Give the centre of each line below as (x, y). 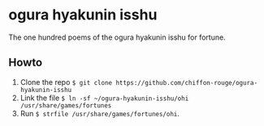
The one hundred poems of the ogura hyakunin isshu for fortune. (117, 37)
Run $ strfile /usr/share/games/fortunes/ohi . (100, 113)
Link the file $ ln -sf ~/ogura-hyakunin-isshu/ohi (104, 98)
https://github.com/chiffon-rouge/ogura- (187, 82)
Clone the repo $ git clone (66, 82)
